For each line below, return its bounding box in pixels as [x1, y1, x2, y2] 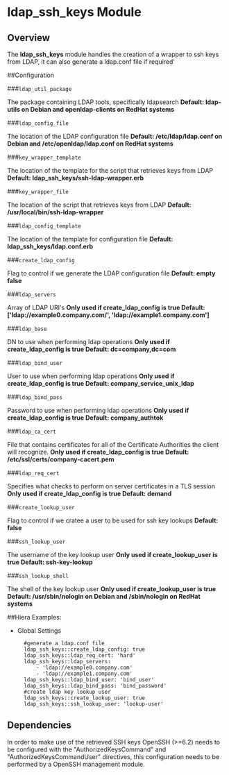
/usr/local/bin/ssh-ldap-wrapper [7, 208, 104, 216]
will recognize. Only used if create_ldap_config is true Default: [7, 448, 189, 456]
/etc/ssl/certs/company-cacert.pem [7, 455, 114, 463]
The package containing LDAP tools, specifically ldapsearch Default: [7, 98, 205, 106]
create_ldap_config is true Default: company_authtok [7, 414, 164, 422]
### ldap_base [7, 324, 47, 332]
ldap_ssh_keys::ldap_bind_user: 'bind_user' [24, 676, 155, 683]
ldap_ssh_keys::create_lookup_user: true [24, 695, 146, 701]
